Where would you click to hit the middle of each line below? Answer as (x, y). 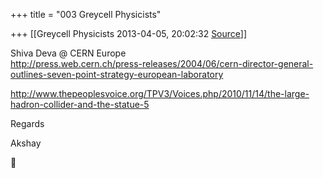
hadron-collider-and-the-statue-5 (80, 104)
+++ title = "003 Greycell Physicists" (86, 14)
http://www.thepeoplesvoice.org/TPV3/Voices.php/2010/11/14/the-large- (160, 93)
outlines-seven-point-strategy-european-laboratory (117, 74)
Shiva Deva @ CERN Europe (68, 53)
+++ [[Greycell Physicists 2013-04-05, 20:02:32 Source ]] (129, 33)
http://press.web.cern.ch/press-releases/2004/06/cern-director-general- (162, 63)
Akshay (26, 143)
